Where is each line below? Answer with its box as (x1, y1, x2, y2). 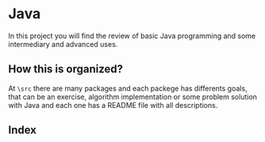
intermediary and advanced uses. (8, 39, 118, 48)
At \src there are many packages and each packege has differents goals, (8, 83, 248, 93)
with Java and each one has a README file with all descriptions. (8, 100, 218, 109)
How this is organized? (8, 63, 124, 76)
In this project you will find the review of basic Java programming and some (8, 31, 256, 40)
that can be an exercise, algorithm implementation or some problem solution (8, 92, 258, 102)
